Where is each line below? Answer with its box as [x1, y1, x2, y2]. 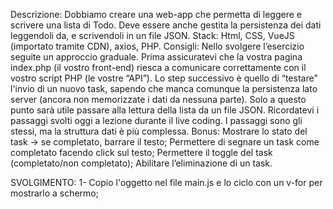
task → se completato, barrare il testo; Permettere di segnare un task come [10, 136, 320, 148]
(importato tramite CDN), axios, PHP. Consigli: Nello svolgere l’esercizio [10, 40, 305, 52]
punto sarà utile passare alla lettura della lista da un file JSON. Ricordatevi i [10, 104, 320, 116]
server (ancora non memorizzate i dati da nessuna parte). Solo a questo [10, 94, 307, 105]
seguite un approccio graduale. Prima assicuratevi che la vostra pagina [10, 51, 303, 63]
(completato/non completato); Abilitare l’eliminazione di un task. [10, 157, 273, 169]
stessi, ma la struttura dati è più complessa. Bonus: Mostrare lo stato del [10, 125, 308, 137]
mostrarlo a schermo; [10, 187, 99, 199]
